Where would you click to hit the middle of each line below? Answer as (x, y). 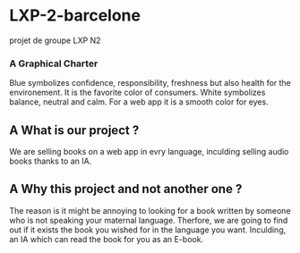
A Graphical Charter (54, 63)
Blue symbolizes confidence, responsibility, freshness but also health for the (150, 83)
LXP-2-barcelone (75, 16)
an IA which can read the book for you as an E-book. (107, 239)
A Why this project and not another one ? (126, 189)
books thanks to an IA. (51, 161)
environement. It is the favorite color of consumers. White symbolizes (137, 93)
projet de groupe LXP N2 (55, 40)
